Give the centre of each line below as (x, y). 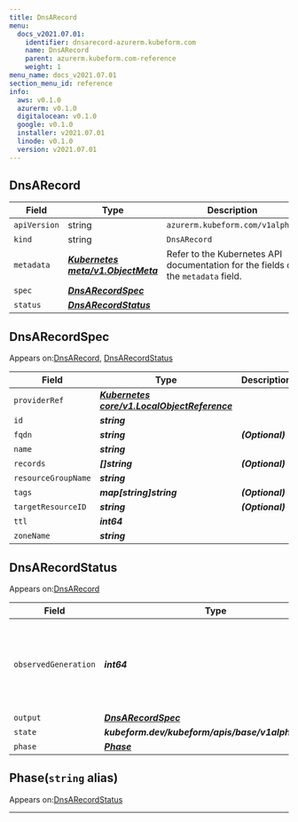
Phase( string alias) (63, 778)
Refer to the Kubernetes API (224, 254)
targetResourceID (50, 507)
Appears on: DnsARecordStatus (66, 799)
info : (19, 91)
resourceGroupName (52, 478)
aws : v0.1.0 (39, 100)
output (27, 718)
